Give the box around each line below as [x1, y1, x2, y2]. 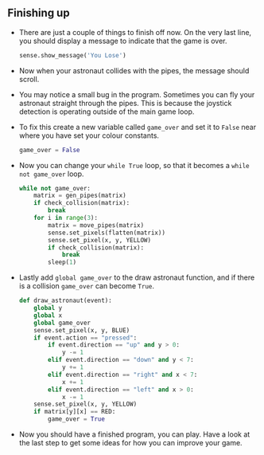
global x [33, 311, 63, 320]
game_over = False [18, 146, 80, 154]
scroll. [18, 74, 40, 84]
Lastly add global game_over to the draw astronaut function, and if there [18, 273, 255, 282]
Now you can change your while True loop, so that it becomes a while [18, 160, 250, 170]
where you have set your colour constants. [18, 131, 160, 140]
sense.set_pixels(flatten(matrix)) [48, 229, 166, 237]
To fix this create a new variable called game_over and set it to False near [18, 122, 256, 131]
